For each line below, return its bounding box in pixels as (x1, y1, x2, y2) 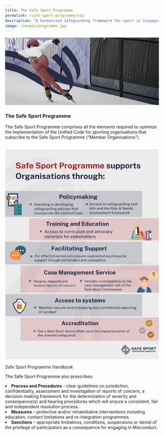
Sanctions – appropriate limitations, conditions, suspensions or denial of (11, 419, 157, 425)
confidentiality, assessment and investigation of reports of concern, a (5, 388, 145, 394)
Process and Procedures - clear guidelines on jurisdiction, (11, 383, 129, 389)
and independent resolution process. (5, 403, 79, 410)
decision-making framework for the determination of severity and (5, 393, 137, 399)
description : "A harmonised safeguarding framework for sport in (5, 18, 141, 23)
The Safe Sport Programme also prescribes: (5, 373, 94, 379)
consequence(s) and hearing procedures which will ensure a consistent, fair (5, 398, 159, 404)
